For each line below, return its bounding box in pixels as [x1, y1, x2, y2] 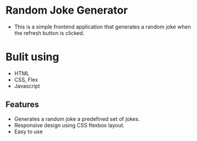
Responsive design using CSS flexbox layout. [14, 121, 125, 129]
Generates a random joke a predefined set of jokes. [14, 115, 140, 122]
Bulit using [5, 50, 59, 64]
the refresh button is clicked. [14, 29, 85, 36]
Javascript [14, 82, 40, 89]
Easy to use [14, 128, 43, 135]
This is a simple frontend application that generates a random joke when [14, 23, 191, 30]
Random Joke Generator [5, 4, 128, 17]
